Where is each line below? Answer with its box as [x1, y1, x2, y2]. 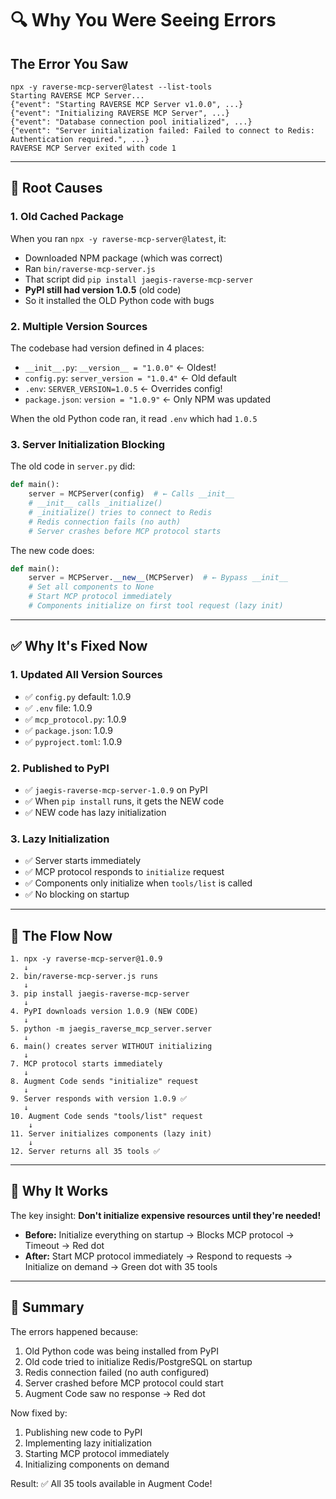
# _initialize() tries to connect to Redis [28, 507, 213, 517]
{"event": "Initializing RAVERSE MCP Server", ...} [10, 108, 230, 118]
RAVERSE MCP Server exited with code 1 [10, 143, 177, 153]
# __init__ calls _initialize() [28, 498, 163, 509]
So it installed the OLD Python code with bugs [24, 294, 215, 306]
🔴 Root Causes [10, 180, 103, 197]
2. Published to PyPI [10, 761, 110, 775]
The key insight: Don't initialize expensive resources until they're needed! [10, 1209, 322, 1221]
